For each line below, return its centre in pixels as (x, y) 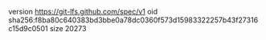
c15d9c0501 (28, 28)
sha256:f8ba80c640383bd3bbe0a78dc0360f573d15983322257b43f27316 (133, 20)
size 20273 (68, 28)
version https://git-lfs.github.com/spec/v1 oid (83, 12)
